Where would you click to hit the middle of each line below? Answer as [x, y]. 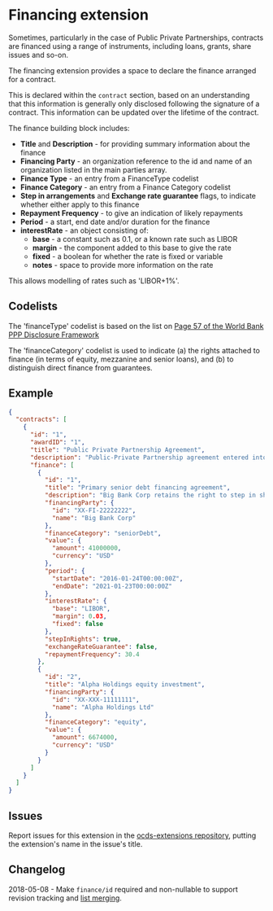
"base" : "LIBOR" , [81, 609]
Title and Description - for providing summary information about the [135, 143]
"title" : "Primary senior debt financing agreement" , [137, 488]
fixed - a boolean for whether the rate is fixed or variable [128, 256]
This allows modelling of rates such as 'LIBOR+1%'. [94, 280]
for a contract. [32, 79]
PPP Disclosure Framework [54, 335]
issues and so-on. [39, 55]
